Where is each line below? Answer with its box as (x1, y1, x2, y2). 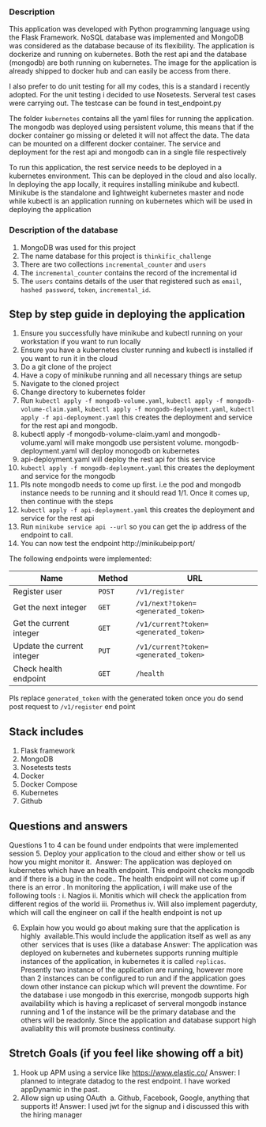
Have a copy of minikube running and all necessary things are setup (20, 370, 242, 380)
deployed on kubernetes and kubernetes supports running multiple (20, 948, 239, 958)
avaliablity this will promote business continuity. (20, 1024, 176, 1034)
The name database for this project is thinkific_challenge (20, 251, 212, 260)
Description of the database (9, 225, 118, 236)
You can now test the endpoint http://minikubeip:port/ (20, 539, 196, 548)
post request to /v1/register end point (9, 702, 136, 711)
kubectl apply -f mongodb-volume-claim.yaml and (20, 430, 185, 439)
